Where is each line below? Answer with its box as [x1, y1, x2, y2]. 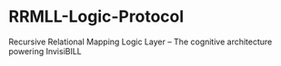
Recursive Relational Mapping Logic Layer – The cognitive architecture [8, 36, 273, 47]
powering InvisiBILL [8, 45, 83, 56]
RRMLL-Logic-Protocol [8, 6, 185, 27]
